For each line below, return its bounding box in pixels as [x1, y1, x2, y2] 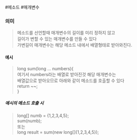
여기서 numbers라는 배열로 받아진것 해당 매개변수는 [17, 71, 116, 77]
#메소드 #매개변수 [5, 4, 40, 10]
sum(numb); [17, 118, 42, 124]
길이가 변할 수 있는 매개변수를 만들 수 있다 [17, 36, 97, 42]
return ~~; [17, 83, 38, 89]
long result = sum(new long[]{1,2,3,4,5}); [17, 129, 99, 135]
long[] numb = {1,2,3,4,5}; [17, 112, 69, 119]
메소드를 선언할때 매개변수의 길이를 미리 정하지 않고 [17, 30, 115, 36]
